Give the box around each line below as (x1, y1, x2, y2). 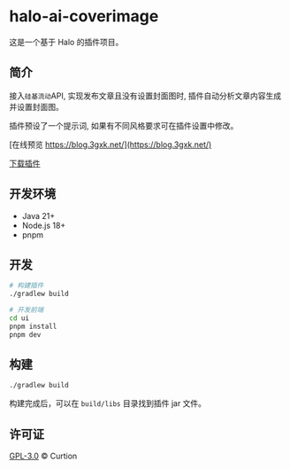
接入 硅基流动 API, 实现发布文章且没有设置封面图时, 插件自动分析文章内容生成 (9, 90, 281, 101)
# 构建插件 (9, 281, 44, 290)
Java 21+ (21, 210, 56, 221)
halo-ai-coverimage (9, 6, 159, 27)
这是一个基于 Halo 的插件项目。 (9, 36, 124, 47)
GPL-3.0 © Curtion (9, 450, 78, 462)
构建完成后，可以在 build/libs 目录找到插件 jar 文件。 (9, 398, 206, 409)
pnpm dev (9, 330, 42, 339)
